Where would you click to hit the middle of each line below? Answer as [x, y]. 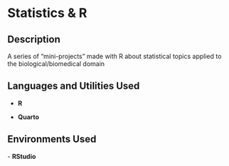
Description [34, 39]
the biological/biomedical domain [56, 64]
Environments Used [52, 139]
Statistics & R [47, 13]
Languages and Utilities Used [74, 86]
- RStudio [22, 156]
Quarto [28, 117]
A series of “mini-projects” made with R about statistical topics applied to [114, 56]
